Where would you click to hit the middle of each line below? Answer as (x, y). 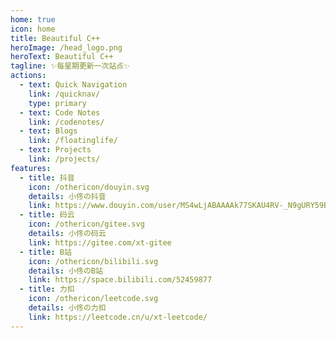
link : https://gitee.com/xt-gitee (100, 242)
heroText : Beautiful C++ (62, 57)
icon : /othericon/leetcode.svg (93, 299)
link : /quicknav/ (64, 94)
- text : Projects (55, 150)
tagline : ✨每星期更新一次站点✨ (70, 66)
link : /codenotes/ (66, 122)
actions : (28, 76)
